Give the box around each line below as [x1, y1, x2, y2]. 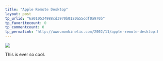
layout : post [5, 12, 32, 16]
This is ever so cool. [5, 51, 45, 57]
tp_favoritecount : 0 [5, 20, 47, 25]
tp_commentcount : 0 [5, 25, 45, 30]
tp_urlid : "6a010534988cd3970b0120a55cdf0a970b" [5, 16, 105, 21]
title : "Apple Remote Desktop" [5, 7, 68, 12]
